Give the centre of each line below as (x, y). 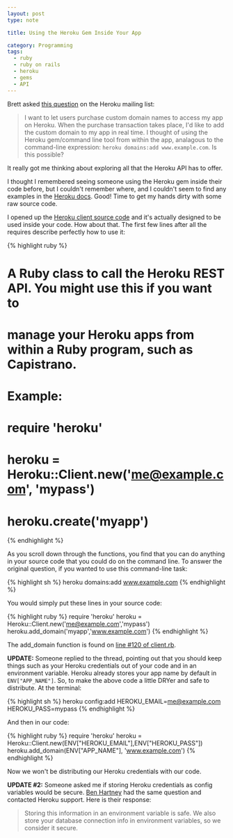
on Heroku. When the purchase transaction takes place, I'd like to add (124, 125)
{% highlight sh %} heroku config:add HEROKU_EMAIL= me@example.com (114, 702)
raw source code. (32, 203)
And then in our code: (38, 722)
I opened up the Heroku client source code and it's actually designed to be (114, 217)
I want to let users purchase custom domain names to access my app (124, 117)
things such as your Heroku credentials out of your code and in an (102, 666)
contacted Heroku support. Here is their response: (79, 800)
